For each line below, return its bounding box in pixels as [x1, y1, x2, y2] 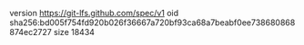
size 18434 [53, 27, 96, 37]
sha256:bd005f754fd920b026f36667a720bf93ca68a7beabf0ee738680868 [9, 17, 296, 28]
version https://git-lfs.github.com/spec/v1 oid [9, 8, 179, 18]
